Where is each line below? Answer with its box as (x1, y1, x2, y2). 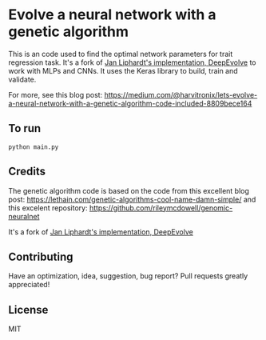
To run (8, 122, 42, 135)
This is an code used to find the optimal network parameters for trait (8, 49, 233, 58)
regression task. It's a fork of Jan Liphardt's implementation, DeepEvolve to (8, 58, 256, 67)
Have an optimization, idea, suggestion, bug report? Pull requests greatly (8, 271, 248, 281)
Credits (8, 165, 46, 178)
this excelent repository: (8, 202, 88, 213)
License (8, 302, 49, 317)
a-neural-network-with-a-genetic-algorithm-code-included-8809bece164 (8, 98, 252, 108)
